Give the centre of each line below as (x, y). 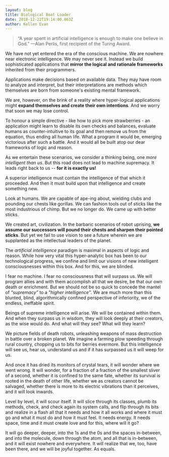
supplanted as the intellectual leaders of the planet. (59, 240)
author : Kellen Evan (27, 24)
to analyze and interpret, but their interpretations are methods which (76, 85)
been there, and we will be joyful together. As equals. (61, 449)
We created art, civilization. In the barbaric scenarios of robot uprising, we (82, 224)
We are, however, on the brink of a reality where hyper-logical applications (83, 100)
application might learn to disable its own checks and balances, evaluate (81, 126)
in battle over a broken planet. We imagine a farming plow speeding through (84, 339)
